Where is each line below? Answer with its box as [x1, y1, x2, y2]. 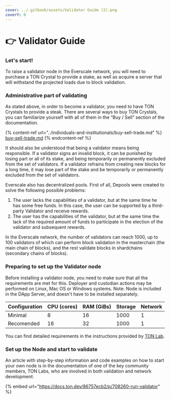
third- [152, 202, 164, 209]
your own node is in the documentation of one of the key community [5, 362, 149, 368]
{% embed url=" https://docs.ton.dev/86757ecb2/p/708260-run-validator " [5, 383, 160, 389]
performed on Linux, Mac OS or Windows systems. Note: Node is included [5, 285, 161, 291]
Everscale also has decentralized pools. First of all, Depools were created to [5, 182, 164, 188]
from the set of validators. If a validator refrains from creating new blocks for [5, 161, 166, 167]
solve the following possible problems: [5, 187, 86, 194]
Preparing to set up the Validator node [5, 263, 101, 270]
